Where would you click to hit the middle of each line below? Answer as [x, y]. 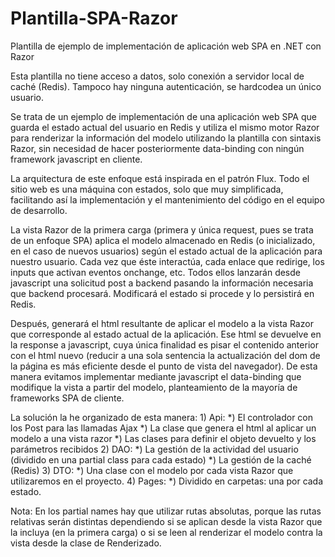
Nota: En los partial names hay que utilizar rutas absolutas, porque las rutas [166, 511]
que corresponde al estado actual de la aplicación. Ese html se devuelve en [166, 334]
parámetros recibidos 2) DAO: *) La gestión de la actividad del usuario [154, 449]
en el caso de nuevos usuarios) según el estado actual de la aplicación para [166, 251]
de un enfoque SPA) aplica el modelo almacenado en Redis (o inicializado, [163, 240]
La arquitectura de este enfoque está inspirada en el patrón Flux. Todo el [160, 178]
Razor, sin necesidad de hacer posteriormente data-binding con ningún [157, 148]
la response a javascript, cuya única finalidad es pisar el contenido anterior [164, 344]
